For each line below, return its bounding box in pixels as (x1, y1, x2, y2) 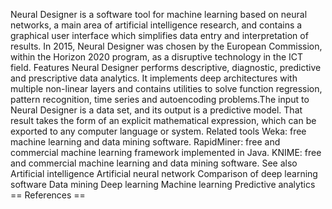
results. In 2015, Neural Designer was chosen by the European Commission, (10, 40, 323, 52)
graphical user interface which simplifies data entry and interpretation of (10, 30, 309, 41)
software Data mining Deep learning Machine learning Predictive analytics (10, 179, 316, 190)
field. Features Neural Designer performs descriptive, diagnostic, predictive (10, 62, 322, 73)
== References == (10, 189, 86, 201)
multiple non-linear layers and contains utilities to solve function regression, (10, 83, 323, 94)
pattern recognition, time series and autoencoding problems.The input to (10, 94, 310, 105)
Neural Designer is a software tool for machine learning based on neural (10, 9, 308, 20)
